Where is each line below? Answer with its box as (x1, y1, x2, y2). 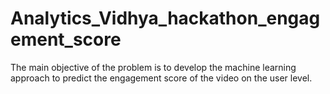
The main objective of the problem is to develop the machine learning (10, 61, 297, 73)
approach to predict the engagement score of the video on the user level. (10, 72, 313, 84)
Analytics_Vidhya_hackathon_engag (10, 7, 321, 30)
